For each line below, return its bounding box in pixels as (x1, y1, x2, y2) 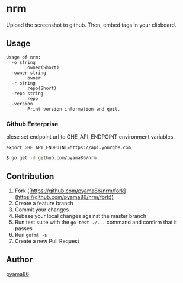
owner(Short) (27, 65, 60, 70)
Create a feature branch (14, 200, 73, 207)
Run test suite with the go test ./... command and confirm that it (14, 218, 178, 226)
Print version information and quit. (27, 106, 120, 112)
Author (6, 255, 33, 265)
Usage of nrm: (6, 54, 41, 60)
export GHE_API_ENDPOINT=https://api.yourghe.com (6, 144, 131, 151)
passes (14, 224, 33, 232)
